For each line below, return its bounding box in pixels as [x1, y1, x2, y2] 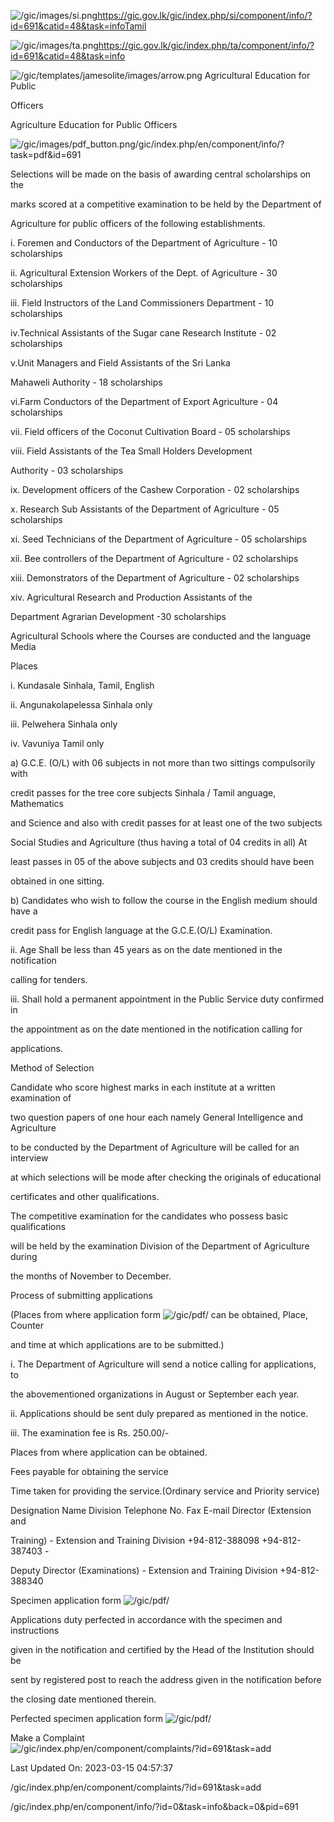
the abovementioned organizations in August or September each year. [10, 1388, 300, 1400]
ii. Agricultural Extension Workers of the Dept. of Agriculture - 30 [10, 267, 278, 279]
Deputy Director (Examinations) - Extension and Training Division [10, 1565, 278, 1576]
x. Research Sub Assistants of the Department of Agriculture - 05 [10, 503, 280, 515]
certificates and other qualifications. [10, 1191, 160, 1202]
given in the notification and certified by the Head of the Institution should [10, 1644, 315, 1655]
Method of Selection [10, 1062, 95, 1074]
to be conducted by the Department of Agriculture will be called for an [10, 1141, 300, 1153]
